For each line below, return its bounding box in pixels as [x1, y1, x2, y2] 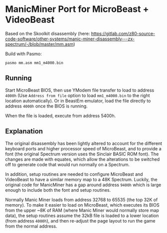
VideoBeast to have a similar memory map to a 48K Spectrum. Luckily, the [5, 176, 158, 182]
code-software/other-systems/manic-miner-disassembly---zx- [5, 36, 135, 42]
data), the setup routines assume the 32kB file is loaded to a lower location [5, 213, 159, 219]
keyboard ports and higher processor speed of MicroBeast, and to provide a [5, 145, 162, 151]
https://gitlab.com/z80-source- [91, 30, 156, 36]
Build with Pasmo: [5, 51, 42, 57]
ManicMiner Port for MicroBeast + [5, 3, 149, 15]
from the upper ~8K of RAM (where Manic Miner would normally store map [5, 207, 160, 213]
